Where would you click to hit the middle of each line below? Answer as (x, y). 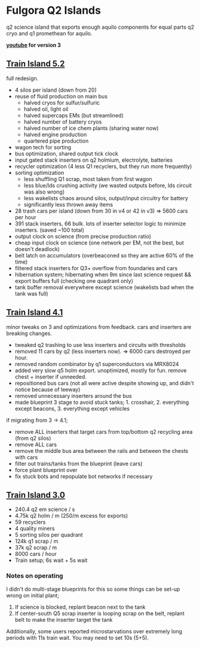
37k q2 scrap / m (36, 548)
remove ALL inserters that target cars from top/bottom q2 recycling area (104, 431)
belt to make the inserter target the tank (64, 619)
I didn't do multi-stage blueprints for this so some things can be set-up (93, 589)
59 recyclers (30, 522)
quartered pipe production (56, 141)
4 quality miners (35, 528)
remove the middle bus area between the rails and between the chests (101, 451)
